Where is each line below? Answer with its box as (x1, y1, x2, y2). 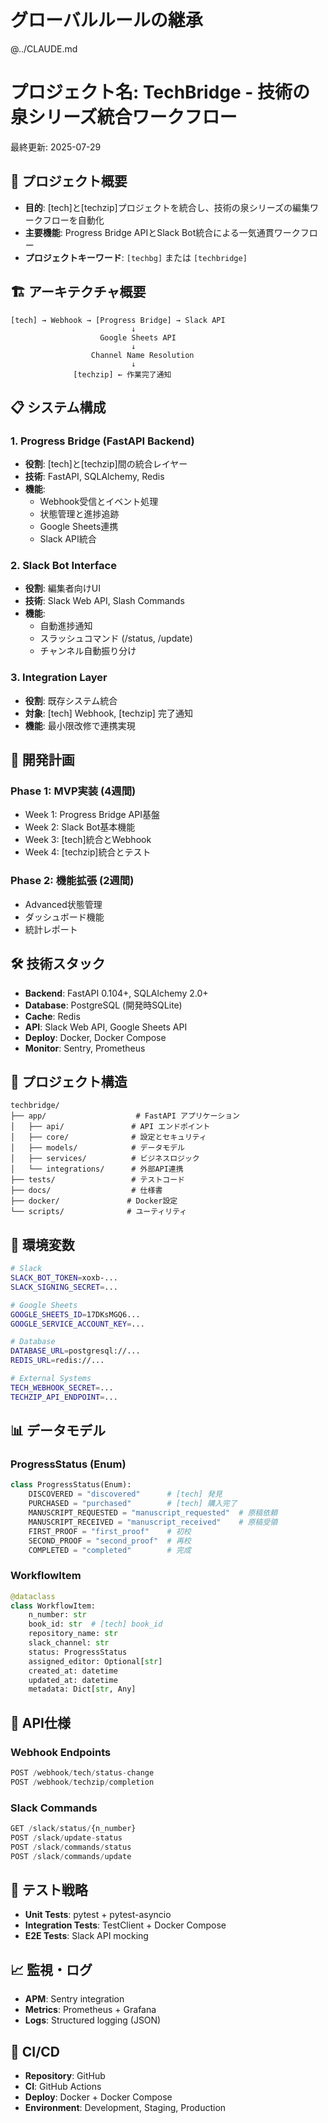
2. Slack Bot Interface (10, 559, 117, 573)
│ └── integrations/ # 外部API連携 (10, 1164, 184, 1175)
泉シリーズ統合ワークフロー (10, 106, 238, 129)
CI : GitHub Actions (24, 2080, 102, 2092)
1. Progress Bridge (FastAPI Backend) (10, 434, 195, 448)
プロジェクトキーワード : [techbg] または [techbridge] (24, 251, 248, 263)
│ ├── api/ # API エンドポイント (10, 1122, 211, 1132)
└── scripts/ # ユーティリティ (10, 1207, 188, 1217)
